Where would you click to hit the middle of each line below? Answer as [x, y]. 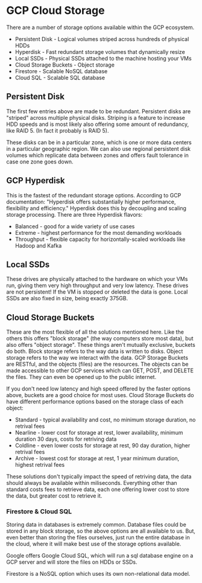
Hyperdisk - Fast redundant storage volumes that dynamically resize [100, 51]
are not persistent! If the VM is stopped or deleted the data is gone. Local [97, 292]
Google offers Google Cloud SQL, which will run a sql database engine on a [100, 556]
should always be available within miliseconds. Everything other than [92, 483]
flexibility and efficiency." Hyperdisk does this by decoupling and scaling [96, 208]
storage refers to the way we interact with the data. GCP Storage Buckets [97, 358]
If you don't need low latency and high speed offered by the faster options [99, 389]
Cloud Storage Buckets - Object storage [65, 65]
